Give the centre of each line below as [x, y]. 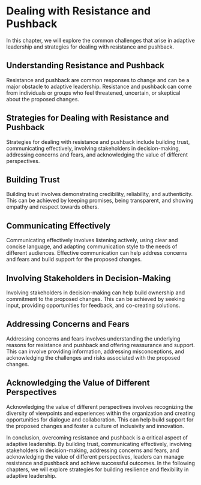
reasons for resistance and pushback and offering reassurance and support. [100, 345]
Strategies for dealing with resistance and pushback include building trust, [98, 141]
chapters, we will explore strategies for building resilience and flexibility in [97, 469]
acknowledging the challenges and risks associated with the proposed [93, 357]
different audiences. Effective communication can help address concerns [97, 253]
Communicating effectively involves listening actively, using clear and [92, 240]
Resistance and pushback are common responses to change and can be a [98, 80]
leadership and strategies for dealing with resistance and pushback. [90, 47]
